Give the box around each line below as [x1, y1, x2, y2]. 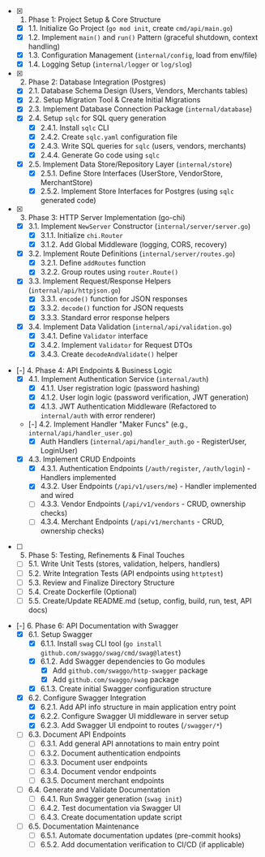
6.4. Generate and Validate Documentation [28, 785, 170, 794]
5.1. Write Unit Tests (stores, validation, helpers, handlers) [28, 559, 220, 569]
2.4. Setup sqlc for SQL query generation [28, 113, 166, 123]
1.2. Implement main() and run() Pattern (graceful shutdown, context [28, 32, 259, 42]
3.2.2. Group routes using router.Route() [40, 267, 179, 277]
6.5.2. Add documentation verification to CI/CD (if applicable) [40, 840, 245, 850]
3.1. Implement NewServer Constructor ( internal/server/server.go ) [28, 221, 251, 231]
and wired [40, 491, 75, 500]
